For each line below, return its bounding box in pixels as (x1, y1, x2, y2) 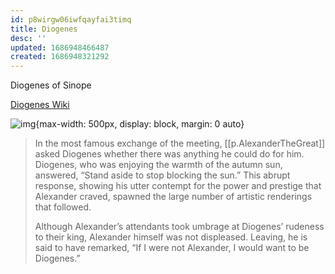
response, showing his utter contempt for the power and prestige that (34, 180, 322, 192)
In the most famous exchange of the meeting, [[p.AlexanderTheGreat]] (34, 137, 326, 150)
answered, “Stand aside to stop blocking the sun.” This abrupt (34, 169, 291, 181)
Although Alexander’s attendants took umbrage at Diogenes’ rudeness (34, 221, 325, 233)
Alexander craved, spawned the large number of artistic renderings (34, 191, 313, 203)
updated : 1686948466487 (10, 42, 110, 53)
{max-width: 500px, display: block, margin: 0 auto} (35, 118, 245, 130)
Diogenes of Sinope (10, 79, 92, 91)
